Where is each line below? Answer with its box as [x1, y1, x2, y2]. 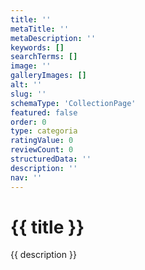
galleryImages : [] [10, 71, 87, 81]
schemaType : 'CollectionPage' [10, 98, 137, 108]
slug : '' [10, 89, 47, 99]
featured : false [10, 107, 78, 118]
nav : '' [10, 172, 43, 183]
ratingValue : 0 [10, 136, 74, 146]
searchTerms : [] [10, 52, 78, 62]
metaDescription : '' [10, 33, 97, 43]
